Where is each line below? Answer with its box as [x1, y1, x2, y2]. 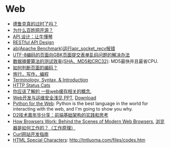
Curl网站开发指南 [12, 131, 49, 137]
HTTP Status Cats [12, 82, 51, 88]
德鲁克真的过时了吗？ [12, 20, 58, 27]
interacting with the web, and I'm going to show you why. [12, 105, 133, 112]
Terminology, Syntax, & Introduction [12, 76, 88, 82]
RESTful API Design [12, 39, 55, 45]
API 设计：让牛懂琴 [12, 33, 53, 39]
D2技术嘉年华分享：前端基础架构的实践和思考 [12, 112, 109, 118]
